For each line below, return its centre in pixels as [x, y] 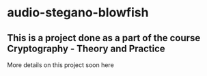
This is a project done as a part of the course [104, 38]
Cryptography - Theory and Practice [86, 48]
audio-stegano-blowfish [78, 13]
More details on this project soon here [60, 65]
